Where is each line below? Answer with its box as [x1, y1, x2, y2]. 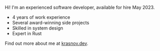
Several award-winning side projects [12, 20, 90, 25]
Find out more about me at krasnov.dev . [5, 40, 89, 46]
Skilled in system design [12, 25, 63, 31]
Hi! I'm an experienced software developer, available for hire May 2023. [5, 5, 155, 10]
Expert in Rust [12, 31, 42, 36]
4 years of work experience [12, 14, 70, 20]
